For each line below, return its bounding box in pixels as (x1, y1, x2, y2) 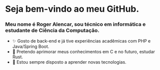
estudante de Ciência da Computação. (5, 27, 100, 34)
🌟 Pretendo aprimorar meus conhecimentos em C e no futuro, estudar (12, 49, 155, 55)
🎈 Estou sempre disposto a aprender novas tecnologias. (12, 59, 127, 65)
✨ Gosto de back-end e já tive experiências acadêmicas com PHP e (12, 38, 151, 44)
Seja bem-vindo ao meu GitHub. (5, 3, 140, 15)
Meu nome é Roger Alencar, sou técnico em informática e (5, 21, 146, 28)
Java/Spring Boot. (12, 44, 50, 49)
